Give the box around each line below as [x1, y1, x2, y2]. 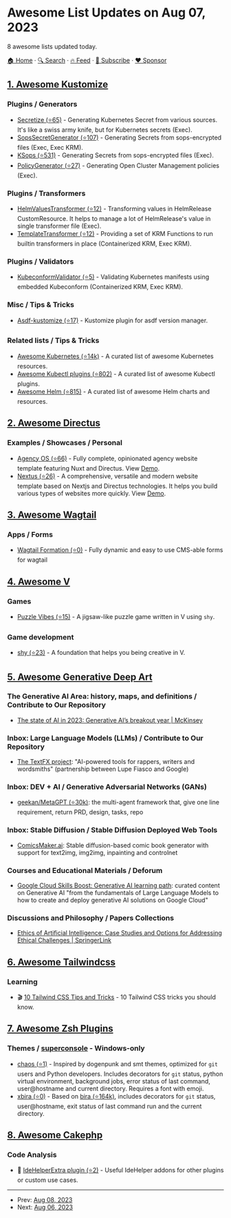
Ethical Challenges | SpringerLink [16, 936, 112, 945]
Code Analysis [7, 1150, 57, 1160]
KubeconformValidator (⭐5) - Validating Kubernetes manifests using [16, 273, 210, 281]
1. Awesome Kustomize [7, 79, 109, 90]
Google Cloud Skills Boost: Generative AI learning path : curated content [16, 881, 220, 890]
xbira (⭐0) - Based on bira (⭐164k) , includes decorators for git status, [16, 1092, 216, 1100]
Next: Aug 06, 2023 [16, 1203, 74, 1212]
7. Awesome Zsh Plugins [7, 1023, 113, 1034]
